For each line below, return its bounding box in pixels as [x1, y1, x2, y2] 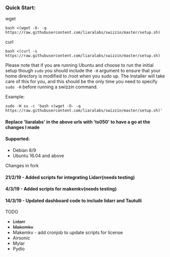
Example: [5, 94, 25, 100]
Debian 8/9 [12, 147, 37, 153]
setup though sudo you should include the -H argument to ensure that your [5, 68, 161, 74]
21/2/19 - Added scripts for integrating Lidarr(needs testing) [5, 174, 135, 180]
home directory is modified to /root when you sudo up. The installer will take [5, 73, 165, 79]
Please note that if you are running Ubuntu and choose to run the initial [5, 62, 154, 68]
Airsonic [12, 235, 31, 241]
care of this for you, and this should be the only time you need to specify [5, 79, 158, 85]
